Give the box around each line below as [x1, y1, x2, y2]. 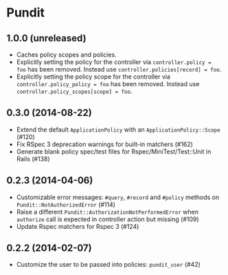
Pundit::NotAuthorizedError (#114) [16, 200, 116, 208]
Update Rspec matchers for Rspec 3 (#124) [16, 222, 139, 230]
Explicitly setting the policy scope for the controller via [16, 72, 171, 81]
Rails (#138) [16, 154, 50, 163]
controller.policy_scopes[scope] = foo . [16, 88, 133, 95]
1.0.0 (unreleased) [6, 32, 87, 44]
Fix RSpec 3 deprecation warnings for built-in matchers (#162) [16, 140, 194, 148]
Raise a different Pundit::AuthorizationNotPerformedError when [16, 207, 198, 216]
